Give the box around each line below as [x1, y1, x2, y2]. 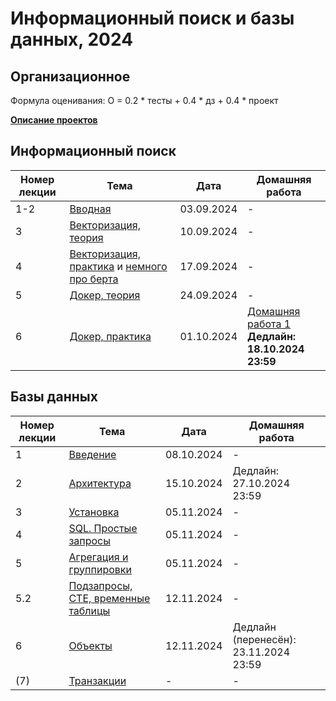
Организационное [10, 68, 131, 85]
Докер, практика [69, 329, 152, 343]
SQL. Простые [68, 521, 138, 535]
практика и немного [69, 259, 168, 273]
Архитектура [68, 476, 132, 490]
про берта [69, 272, 119, 286]
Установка [68, 505, 120, 519]
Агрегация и [68, 550, 129, 564]
